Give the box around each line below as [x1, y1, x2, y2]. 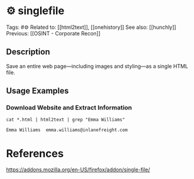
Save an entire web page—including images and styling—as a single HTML [6, 62, 189, 69]
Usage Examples [6, 86, 69, 96]
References [6, 147, 64, 160]
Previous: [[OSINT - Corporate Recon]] [6, 29, 101, 37]
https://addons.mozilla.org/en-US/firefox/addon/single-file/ [6, 166, 150, 173]
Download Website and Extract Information [6, 104, 133, 112]
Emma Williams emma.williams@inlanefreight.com [6, 127, 128, 133]
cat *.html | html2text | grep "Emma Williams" [6, 117, 126, 123]
